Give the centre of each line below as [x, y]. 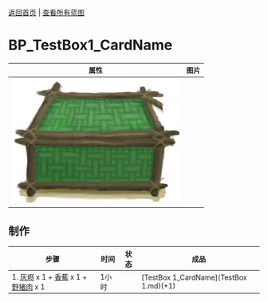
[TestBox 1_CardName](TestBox [194, 277]
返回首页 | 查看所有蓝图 [47, 12]
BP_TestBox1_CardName [91, 45]
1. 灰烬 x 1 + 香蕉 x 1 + [49, 277]
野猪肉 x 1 [28, 287]
